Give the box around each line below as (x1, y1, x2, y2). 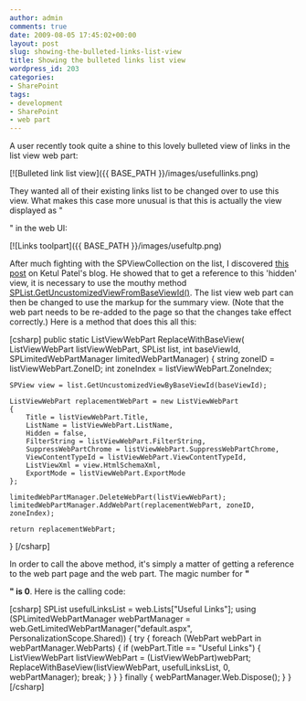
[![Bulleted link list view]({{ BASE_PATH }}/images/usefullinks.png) (9, 168, 259, 179)
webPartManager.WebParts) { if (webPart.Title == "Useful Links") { (9, 643, 261, 653)
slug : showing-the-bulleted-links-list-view (9, 48, 182, 57)
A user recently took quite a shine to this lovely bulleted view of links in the (9, 141, 290, 152)
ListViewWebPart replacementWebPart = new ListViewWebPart (9, 397, 239, 407)
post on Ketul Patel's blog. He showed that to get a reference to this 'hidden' (9, 268, 297, 279)
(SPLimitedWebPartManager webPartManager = (9, 613, 192, 624)
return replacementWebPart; (9, 525, 117, 535)
